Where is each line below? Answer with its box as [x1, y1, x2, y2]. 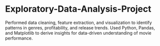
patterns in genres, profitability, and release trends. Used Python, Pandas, [5, 24, 155, 30]
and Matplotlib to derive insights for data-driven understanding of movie [5, 30, 152, 36]
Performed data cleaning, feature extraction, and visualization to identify [5, 20, 152, 25]
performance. [5, 35, 33, 41]
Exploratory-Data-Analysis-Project [5, 3, 152, 15]
